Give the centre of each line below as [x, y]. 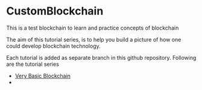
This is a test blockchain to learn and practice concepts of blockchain [93, 28]
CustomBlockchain [55, 11]
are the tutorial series [33, 64]
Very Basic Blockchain [43, 76]
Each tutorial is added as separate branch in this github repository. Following [101, 57]
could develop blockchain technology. [53, 46]
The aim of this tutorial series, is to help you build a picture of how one [94, 39]
